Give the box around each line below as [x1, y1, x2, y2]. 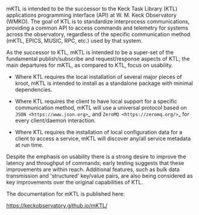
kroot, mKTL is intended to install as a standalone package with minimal [14, 79, 193, 87]
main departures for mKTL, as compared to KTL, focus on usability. [6, 61, 173, 69]
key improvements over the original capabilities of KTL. [6, 179, 144, 185]
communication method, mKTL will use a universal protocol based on [14, 104, 187, 111]
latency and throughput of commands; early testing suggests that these [6, 160, 185, 166]
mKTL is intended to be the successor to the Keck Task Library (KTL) [6, 5, 178, 12]
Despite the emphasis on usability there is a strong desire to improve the [6, 153, 186, 160]
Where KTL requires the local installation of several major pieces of [14, 73, 182, 80]
